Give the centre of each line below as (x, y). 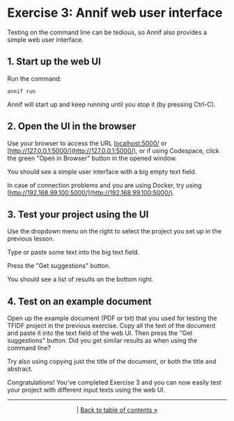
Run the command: (34, 78)
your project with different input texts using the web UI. (86, 390)
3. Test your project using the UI (78, 214)
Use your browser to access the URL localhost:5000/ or (87, 143)
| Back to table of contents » (117, 410)
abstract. (20, 369)
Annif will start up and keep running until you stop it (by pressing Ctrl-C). (111, 104)
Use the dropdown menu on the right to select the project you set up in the (114, 231)
